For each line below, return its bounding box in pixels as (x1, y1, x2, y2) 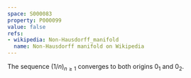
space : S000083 (7, 10, 53, 18)
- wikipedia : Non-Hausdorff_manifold (7, 37, 119, 44)
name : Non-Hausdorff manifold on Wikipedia (13, 43, 144, 50)
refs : (7, 30, 23, 37)
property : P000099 (7, 17, 62, 24)
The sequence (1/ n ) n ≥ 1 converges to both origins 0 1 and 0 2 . (7, 63, 185, 72)
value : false (7, 23, 46, 30)
